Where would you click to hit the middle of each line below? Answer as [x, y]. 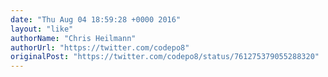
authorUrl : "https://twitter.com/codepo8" [100, 47]
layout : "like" [42, 29]
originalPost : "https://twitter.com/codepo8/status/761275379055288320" [165, 57]
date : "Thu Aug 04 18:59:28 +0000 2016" [96, 19]
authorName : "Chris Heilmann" [73, 38]
